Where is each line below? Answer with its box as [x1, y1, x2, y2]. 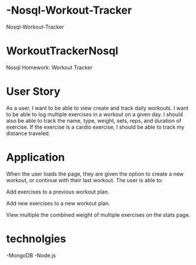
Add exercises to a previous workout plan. [6, 188, 110, 195]
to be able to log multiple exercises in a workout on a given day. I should [6, 111, 183, 118]
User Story [6, 85, 61, 98]
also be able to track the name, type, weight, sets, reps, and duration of [6, 117, 182, 124]
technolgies [6, 232, 67, 245]
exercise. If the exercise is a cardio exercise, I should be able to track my [6, 123, 185, 130]
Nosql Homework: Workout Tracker [6, 64, 93, 71]
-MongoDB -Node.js [6, 251, 56, 259]
